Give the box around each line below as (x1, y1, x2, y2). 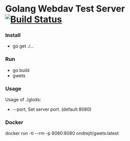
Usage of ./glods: (5, 97, 41, 103)
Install (5, 32, 21, 39)
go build (12, 67, 30, 73)
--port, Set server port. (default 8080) (12, 106, 92, 112)
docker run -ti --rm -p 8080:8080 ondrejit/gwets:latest (5, 130, 119, 136)
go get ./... (12, 43, 34, 49)
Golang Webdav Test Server (5, 3, 125, 15)
